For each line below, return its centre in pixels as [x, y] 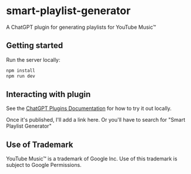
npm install [21, 71]
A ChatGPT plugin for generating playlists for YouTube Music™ [81, 27]
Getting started [35, 46]
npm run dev [21, 76]
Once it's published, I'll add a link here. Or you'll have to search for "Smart [96, 120]
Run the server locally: [33, 59]
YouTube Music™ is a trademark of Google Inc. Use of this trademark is [92, 159]
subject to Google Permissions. [44, 165]
